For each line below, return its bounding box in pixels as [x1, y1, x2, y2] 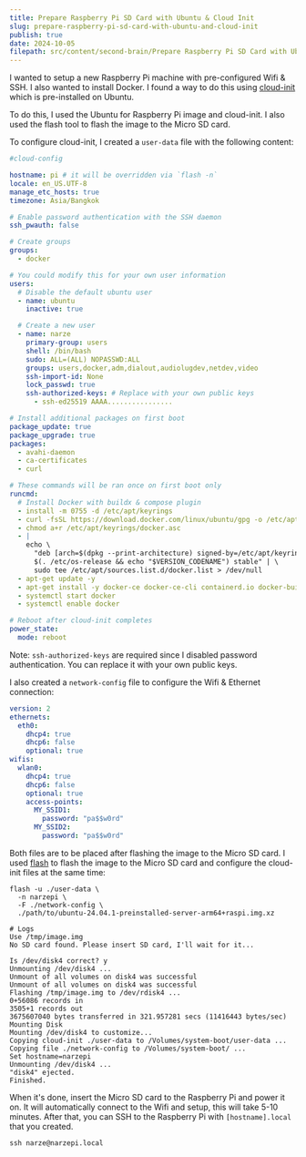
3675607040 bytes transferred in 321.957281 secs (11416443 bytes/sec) [9, 1012, 287, 1021]
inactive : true [25, 304, 84, 314]
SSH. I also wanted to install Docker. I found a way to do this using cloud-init [9, 82, 296, 93]
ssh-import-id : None [25, 372, 104, 381]
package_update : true [9, 422, 92, 431]
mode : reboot [17, 633, 67, 642]
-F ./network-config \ [17, 900, 104, 909]
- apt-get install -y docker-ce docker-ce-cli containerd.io [17, 582, 255, 592]
